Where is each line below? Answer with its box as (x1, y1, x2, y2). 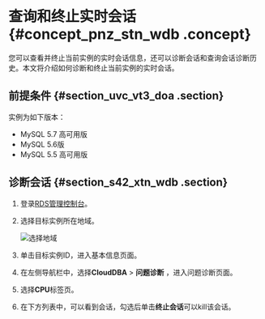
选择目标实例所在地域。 (19, 215, 99, 225)
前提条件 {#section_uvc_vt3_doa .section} (8, 89, 224, 103)
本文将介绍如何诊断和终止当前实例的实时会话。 (22, 62, 179, 73)
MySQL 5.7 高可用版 (19, 129, 88, 138)
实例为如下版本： (8, 112, 66, 121)
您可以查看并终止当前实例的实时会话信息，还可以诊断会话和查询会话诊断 (8, 53, 250, 62)
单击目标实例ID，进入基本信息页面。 (19, 250, 142, 260)
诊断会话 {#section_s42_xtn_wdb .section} (8, 176, 229, 189)
